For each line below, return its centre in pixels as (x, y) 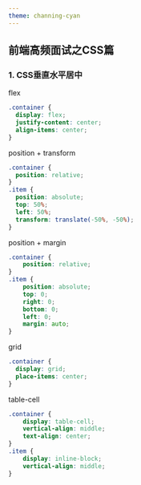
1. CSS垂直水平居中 (45, 75)
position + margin (37, 242)
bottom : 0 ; (41, 309)
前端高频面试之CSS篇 (61, 50)
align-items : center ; (52, 130)
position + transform (42, 152)
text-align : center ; (57, 436)
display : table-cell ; (58, 422)
